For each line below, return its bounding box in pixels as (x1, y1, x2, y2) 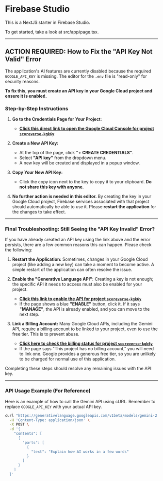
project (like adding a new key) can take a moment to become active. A (12, 262, 154, 267)
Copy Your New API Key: (12, 169, 63, 176)
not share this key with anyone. (19, 184, 84, 190)
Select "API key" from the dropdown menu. (19, 155, 107, 161)
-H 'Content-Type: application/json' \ (9, 417, 90, 423)
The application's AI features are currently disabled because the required (5, 68, 151, 74)
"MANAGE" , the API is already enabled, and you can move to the (19, 306, 150, 312)
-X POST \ (9, 422, 29, 427)
